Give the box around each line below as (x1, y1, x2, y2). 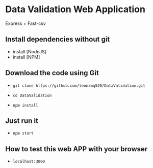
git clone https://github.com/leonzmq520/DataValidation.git (12, 83, 146, 88)
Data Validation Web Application (5, 4, 145, 15)
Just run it (5, 116, 38, 125)
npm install (12, 103, 38, 108)
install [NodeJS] (12, 48, 47, 54)
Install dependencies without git (5, 35, 110, 44)
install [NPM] (12, 54, 40, 60)
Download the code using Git (5, 69, 99, 77)
